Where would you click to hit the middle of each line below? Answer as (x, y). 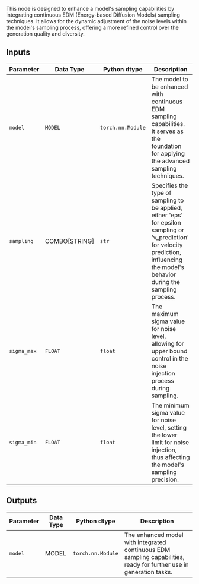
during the (166, 282)
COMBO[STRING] (70, 241)
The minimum (170, 405)
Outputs (22, 501)
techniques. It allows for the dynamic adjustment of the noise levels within (96, 21)
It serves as (167, 131)
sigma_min (23, 442)
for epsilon (166, 222)
